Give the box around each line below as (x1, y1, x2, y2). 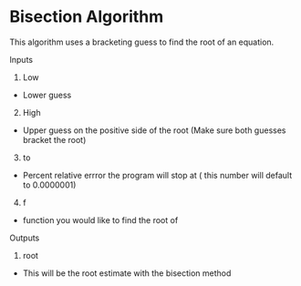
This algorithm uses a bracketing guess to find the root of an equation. (9, 36, 275, 47)
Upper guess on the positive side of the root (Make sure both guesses (22, 125, 286, 136)
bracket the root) (22, 134, 87, 145)
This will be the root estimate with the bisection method (22, 267, 232, 279)
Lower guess (22, 89, 72, 100)
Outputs (9, 232, 40, 243)
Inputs (9, 54, 34, 65)
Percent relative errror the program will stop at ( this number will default (22, 169, 293, 180)
